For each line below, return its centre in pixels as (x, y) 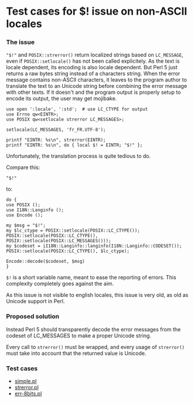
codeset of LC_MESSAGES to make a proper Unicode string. (79, 336)
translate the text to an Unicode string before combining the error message (97, 86)
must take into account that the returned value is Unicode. (76, 353)
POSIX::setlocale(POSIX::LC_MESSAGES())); (59, 241)
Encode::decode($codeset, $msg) (45, 262)
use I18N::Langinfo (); (35, 210)
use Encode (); (25, 215)
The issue (21, 42)
